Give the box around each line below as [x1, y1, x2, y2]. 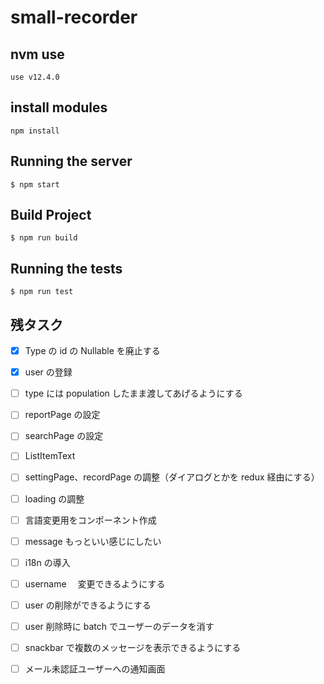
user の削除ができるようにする [24, 599, 152, 611]
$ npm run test [10, 287, 74, 297]
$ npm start [10, 179, 60, 190]
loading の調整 [24, 492, 85, 505]
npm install [10, 126, 60, 136]
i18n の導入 [24, 556, 71, 568]
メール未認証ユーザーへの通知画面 [24, 663, 166, 675]
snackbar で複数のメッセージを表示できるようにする [24, 641, 242, 653]
